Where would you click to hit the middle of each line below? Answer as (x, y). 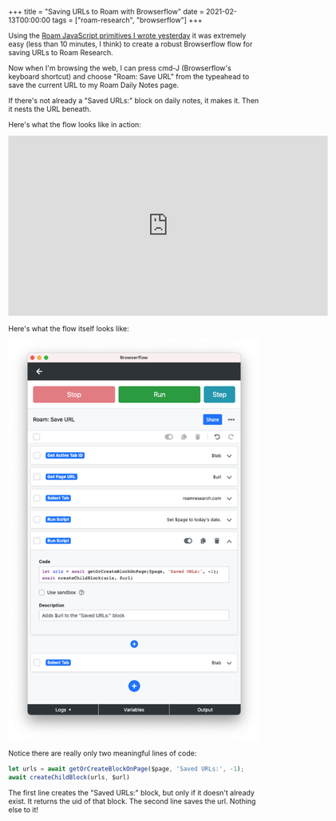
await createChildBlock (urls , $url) (69, 778)
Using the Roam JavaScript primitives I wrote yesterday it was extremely (127, 36)
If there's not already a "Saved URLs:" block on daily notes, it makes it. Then (134, 100)
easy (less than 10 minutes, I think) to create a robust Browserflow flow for (130, 44)
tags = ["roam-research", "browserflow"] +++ (127, 20)
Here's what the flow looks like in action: (75, 124)
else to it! (23, 810)
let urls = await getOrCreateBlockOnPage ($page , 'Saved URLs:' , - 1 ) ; (126, 769)
